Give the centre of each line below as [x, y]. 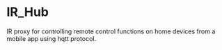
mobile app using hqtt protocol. [51, 38]
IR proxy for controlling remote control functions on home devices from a [111, 31]
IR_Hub [28, 12]
